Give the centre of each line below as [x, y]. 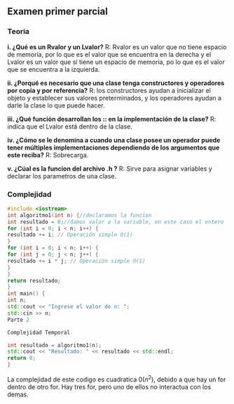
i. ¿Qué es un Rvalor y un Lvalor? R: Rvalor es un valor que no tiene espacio [117, 47]
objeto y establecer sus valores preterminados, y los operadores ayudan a [115, 98]
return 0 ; [22, 358]
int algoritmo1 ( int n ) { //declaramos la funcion [80, 215]
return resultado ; [34, 280]
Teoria [19, 32]
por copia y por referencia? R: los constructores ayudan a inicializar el [109, 90]
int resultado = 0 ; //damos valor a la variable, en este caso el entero [116, 222]
